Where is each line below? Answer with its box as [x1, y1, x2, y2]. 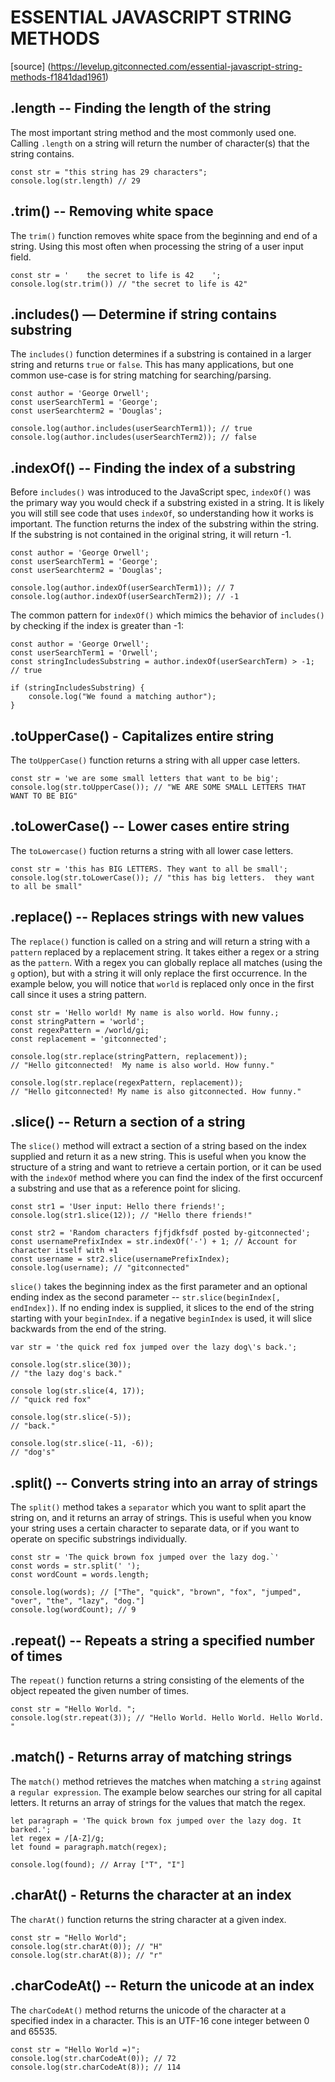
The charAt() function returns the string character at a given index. [10, 1913, 287, 1925]
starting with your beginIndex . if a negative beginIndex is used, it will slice [10, 1312, 313, 1325]
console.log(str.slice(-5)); [10, 1412, 132, 1423]
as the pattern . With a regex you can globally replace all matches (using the [10, 956, 323, 968]
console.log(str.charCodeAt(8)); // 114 [10, 2062, 182, 2072]
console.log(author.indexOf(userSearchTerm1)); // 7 [10, 583, 235, 593]
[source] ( [10, 60, 52, 72]
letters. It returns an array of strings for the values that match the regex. [10, 1796, 307, 1808]
